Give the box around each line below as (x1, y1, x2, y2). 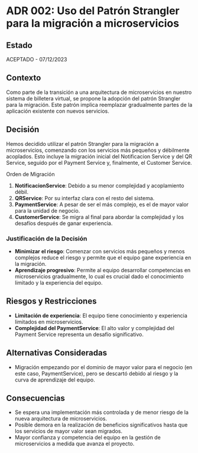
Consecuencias (6, 393, 65, 403)
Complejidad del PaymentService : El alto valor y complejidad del (14, 324, 174, 331)
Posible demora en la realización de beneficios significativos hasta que (14, 421, 188, 429)
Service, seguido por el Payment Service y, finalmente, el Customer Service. (6, 159, 192, 166)
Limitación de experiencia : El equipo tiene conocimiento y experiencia (14, 312, 188, 319)
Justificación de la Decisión (6, 234, 87, 243)
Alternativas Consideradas (6, 348, 108, 358)
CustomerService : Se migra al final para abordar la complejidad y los (14, 213, 184, 220)
